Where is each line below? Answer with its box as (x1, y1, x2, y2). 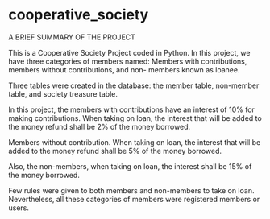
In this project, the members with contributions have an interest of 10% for (8, 105, 255, 114)
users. (8, 203, 30, 213)
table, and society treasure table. (8, 89, 118, 98)
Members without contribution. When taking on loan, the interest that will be (8, 137, 261, 147)
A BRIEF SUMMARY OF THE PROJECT (8, 32, 135, 42)
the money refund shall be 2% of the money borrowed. (8, 122, 191, 131)
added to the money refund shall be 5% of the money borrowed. (8, 146, 222, 155)
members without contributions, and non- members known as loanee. (8, 64, 240, 74)
